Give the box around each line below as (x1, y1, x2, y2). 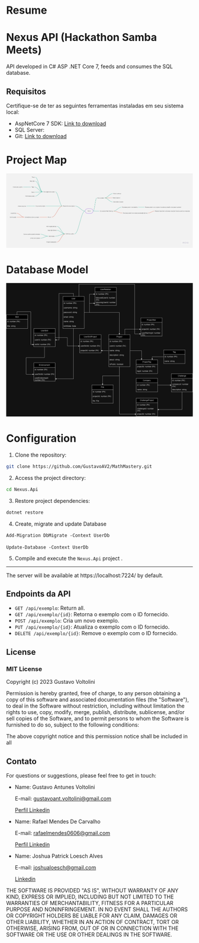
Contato (6, 756, 37, 766)
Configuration (6, 432, 77, 445)
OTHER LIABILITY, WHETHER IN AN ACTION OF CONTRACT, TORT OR (6, 918, 179, 925)
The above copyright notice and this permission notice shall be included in (6, 733, 188, 740)
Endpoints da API (6, 589, 71, 599)
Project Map (6, 154, 67, 167)
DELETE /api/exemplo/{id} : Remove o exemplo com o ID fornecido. (14, 630, 178, 637)
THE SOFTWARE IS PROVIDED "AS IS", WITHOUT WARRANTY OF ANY (6, 887, 179, 894)
